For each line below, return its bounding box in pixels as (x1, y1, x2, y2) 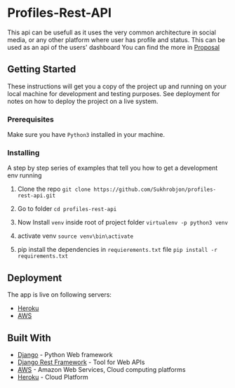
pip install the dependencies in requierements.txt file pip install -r (17, 246, 217, 254)
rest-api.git (17, 192, 56, 199)
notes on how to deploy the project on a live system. (7, 97, 159, 105)
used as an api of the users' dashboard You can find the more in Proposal (7, 43, 220, 51)
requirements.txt (17, 253, 69, 260)
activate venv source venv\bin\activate (17, 232, 134, 240)
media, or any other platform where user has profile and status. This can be (7, 35, 226, 44)
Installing (7, 147, 40, 157)
